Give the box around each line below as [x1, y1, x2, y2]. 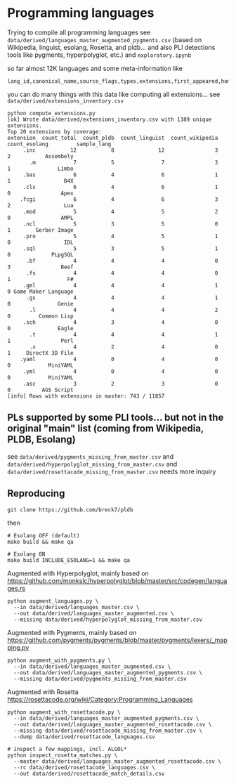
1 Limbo [7, 165, 74, 172]
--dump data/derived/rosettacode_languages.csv [13, 733, 156, 740]
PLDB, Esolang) [7, 433, 76, 445]
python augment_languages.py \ [7, 597, 99, 605]
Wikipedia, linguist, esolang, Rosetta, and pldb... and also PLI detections [7, 43, 216, 51]
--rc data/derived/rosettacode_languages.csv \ [13, 764, 156, 771]
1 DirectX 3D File [7, 349, 74, 356]
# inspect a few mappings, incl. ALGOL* [7, 745, 128, 752]
